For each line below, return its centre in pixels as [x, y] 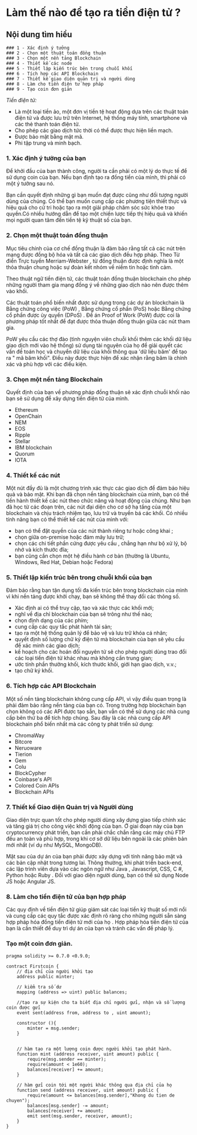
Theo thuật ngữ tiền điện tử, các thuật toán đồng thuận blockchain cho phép [98, 278]
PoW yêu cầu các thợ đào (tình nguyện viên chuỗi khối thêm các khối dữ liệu [99, 339]
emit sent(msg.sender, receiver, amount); [80, 1116]
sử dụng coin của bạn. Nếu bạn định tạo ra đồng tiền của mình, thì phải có [96, 178]
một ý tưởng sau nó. [30, 183]
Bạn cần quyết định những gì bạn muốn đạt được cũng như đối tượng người [97, 195]
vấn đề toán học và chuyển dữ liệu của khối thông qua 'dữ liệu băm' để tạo [96, 352]
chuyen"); [18, 1100]
